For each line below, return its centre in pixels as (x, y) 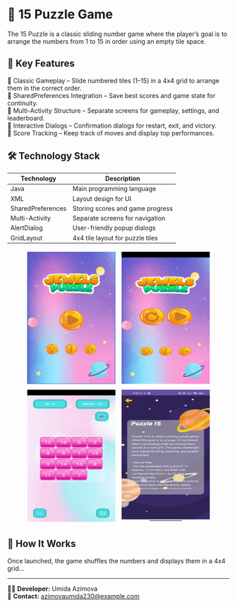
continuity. (23, 103)
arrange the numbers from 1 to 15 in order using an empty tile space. (107, 41)
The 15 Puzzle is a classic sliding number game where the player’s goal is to (117, 34)
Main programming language (115, 189)
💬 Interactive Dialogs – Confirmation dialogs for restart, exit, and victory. (112, 125)
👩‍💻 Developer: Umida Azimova (53, 589)
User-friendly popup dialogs (115, 228)
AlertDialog (27, 228)
